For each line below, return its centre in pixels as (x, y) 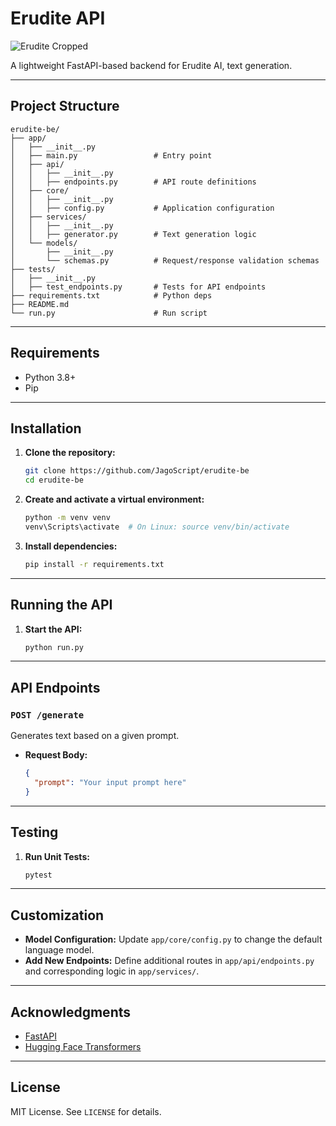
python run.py (54, 647)
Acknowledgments (71, 1012)
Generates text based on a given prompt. (95, 736)
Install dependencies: (71, 546)
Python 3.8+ (50, 377)
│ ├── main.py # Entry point (111, 155)
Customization (57, 915)
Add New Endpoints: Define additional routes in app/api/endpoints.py (169, 961)
